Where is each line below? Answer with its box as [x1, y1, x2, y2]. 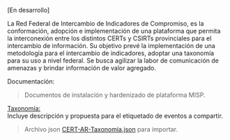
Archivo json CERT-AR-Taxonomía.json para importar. [24, 125, 178, 133]
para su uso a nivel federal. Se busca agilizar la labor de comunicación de [7, 56, 220, 65]
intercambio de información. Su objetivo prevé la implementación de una [7, 42, 216, 49]
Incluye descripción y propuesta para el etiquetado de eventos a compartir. [7, 111, 223, 120]
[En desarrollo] [7, 6, 50, 14]
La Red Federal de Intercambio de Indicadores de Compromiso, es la [7, 20, 204, 27]
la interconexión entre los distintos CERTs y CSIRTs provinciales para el [7, 34, 212, 42]
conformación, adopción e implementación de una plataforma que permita [7, 27, 221, 35]
